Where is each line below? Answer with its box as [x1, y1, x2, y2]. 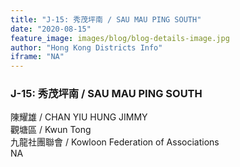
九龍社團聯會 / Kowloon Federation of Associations [10, 136, 220, 148]
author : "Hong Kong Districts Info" [10, 42, 163, 53]
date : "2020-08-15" [10, 24, 92, 34]
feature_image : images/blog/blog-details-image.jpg [10, 33, 230, 43]
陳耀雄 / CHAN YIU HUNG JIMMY [10, 111, 148, 123]
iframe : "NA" [10, 52, 65, 62]
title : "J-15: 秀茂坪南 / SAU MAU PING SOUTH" [10, 14, 202, 25]
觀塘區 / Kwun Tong [10, 124, 92, 136]
